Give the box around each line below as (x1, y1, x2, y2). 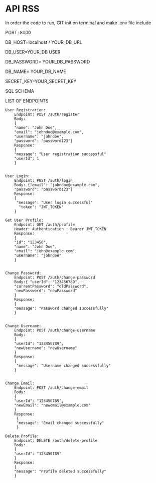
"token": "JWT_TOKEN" (18, 204, 64, 210)
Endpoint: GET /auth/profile (14, 222, 75, 227)
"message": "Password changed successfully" (14, 306, 109, 311)
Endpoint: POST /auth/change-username (14, 328, 95, 333)
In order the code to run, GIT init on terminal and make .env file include (5, 20, 151, 26)
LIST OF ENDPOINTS (5, 98, 49, 104)
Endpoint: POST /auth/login (14, 178, 73, 183)
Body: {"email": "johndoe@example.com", (14, 182, 100, 187)
